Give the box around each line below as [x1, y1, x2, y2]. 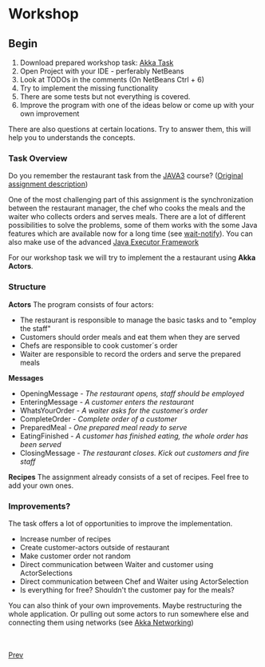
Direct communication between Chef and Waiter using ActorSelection [19, 577, 249, 586]
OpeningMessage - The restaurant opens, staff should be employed [19, 389, 245, 398]
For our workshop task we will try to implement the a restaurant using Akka [8, 253, 256, 262]
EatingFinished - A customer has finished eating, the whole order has [19, 431, 249, 441]
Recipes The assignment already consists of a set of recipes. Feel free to [8, 472, 249, 481]
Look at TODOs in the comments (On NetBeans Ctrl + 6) [19, 75, 205, 84]
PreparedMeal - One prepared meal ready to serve [19, 422, 188, 432]
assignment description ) [8, 179, 89, 189]
